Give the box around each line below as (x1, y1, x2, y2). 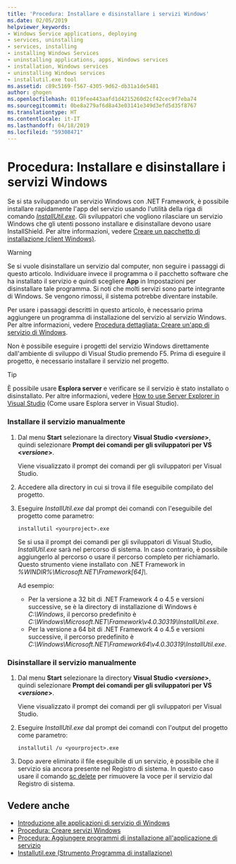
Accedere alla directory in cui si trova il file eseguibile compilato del (17, 483, 213, 491)
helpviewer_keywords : (7, 23, 71, 30)
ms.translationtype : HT (7, 109, 77, 116)
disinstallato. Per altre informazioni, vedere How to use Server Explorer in (7, 392, 220, 400)
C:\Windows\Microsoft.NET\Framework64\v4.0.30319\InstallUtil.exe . (27, 640, 227, 648)
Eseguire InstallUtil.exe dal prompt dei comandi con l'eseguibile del (17, 504, 213, 512)
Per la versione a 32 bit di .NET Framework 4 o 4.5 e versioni (27, 594, 204, 604)
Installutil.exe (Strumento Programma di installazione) (17, 848, 173, 857)
